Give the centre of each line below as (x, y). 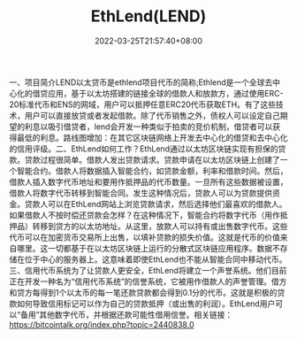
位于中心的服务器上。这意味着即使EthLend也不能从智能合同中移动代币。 (156, 259)
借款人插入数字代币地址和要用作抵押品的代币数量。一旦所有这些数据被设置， (148, 181)
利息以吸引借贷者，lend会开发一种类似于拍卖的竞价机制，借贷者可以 (148, 127)
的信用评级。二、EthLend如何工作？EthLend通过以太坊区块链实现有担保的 (144, 149)
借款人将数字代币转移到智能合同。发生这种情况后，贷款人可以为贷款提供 (141, 193)
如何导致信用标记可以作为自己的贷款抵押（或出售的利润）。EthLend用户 (146, 304)
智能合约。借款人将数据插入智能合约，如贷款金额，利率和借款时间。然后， (152, 171)
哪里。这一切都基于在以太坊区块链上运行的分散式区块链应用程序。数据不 (148, 248)
